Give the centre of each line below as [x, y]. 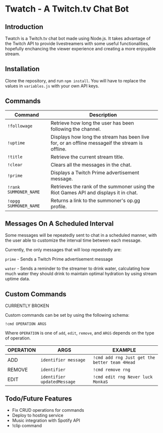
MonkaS [100, 382]
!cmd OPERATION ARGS [26, 324]
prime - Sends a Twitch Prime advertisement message [59, 259]
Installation [22, 69]
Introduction [24, 27]
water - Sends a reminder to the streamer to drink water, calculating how [77, 269]
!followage [20, 126]
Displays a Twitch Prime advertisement [95, 172]
